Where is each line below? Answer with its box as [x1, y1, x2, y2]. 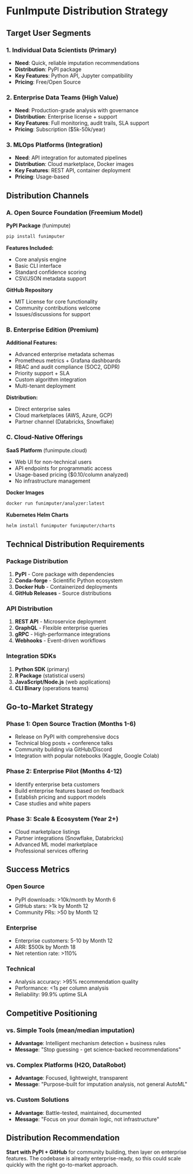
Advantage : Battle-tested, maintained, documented [14, 1109, 141, 1116]
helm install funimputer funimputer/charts [6, 523, 116, 529]
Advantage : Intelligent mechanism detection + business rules [14, 1039, 166, 1046]
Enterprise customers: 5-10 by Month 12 [14, 937, 113, 944]
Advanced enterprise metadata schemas [14, 351, 115, 358]
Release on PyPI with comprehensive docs [14, 733, 119, 740]
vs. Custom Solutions [6, 1096, 69, 1104]
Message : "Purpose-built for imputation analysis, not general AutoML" [14, 1081, 188, 1088]
